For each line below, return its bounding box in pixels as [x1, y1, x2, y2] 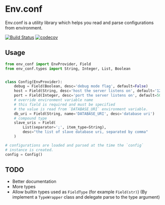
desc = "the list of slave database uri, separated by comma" [23, 129, 148, 134]
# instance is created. [5, 147, 54, 153]
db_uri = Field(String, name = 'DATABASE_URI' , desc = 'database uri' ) [14, 111, 155, 116]
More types [12, 184, 36, 190]
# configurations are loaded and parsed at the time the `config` [5, 143, 144, 148]
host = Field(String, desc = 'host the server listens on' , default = [14, 88, 155, 94]
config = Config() [5, 152, 43, 157]
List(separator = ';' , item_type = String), [23, 125, 107, 130]
